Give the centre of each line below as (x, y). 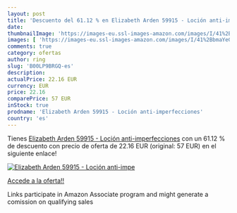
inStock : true (28, 105)
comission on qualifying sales (50, 202)
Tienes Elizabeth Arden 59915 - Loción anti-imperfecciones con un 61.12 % (116, 138)
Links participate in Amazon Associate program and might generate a (108, 194)
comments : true (30, 46)
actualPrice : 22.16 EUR (42, 79)
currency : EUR (28, 86)
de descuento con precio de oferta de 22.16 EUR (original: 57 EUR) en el (112, 146)
